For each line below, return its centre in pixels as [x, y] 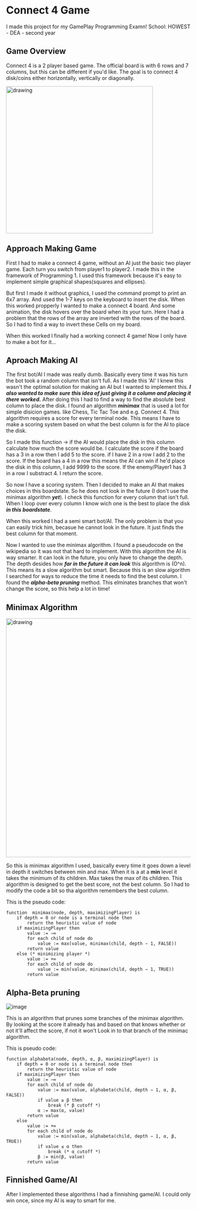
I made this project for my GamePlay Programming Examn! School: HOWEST [98, 26]
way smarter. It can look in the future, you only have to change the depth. [95, 558]
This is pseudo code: [31, 1048]
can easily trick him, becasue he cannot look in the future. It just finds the [95, 528]
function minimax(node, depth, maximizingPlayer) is [73, 913]
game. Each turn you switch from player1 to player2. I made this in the [90, 269]
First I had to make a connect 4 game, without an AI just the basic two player [98, 263]
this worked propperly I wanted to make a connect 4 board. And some [91, 305]
